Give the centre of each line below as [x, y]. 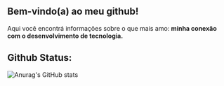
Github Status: [40, 58]
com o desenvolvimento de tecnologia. [65, 36]
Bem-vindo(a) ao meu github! [73, 12]
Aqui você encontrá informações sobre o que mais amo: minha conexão [112, 28]
